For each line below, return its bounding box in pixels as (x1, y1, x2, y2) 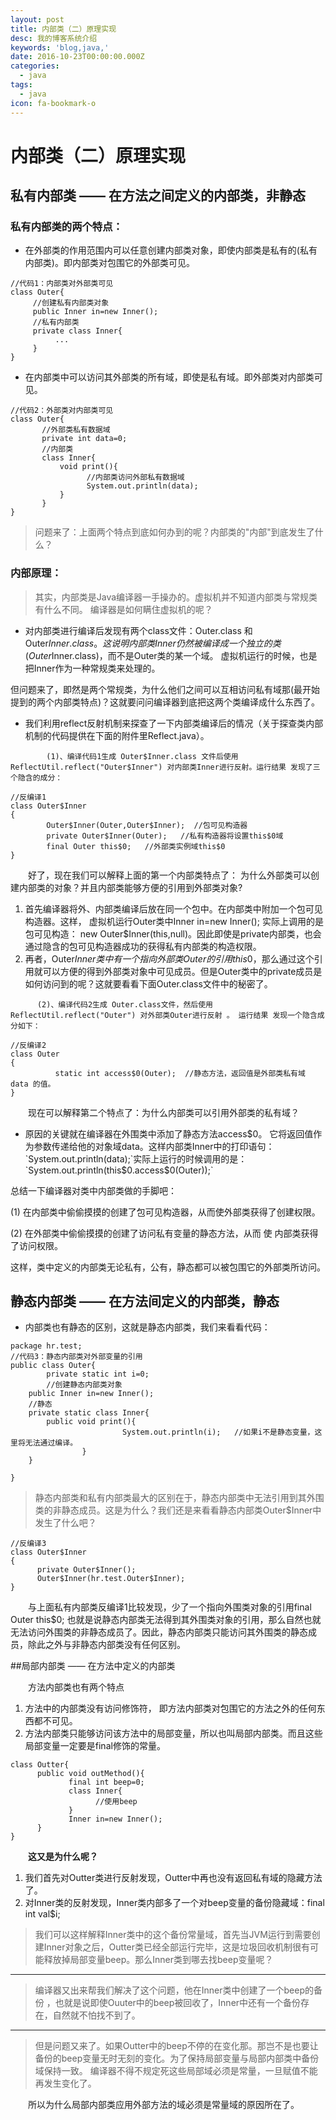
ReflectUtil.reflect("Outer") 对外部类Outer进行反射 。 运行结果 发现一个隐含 (10, 1010, 318, 1020)
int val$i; (24, 1908, 61, 1920)
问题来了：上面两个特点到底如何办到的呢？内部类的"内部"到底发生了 (34, 526, 315, 538)
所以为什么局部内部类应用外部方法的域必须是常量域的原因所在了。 (27, 2099, 300, 2111)
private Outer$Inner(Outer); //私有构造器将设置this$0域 (46, 831, 284, 841)
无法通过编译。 (24, 1438, 78, 1448)
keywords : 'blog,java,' (10, 42, 110, 53)
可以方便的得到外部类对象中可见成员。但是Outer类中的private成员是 (42, 965, 323, 977)
